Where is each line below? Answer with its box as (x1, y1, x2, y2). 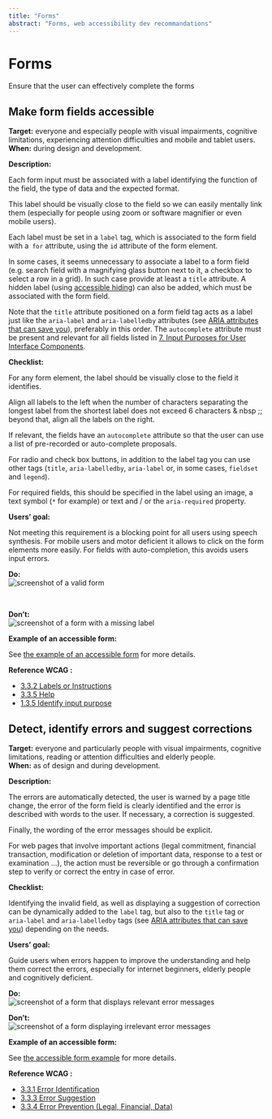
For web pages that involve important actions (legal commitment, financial (8, 841, 257, 851)
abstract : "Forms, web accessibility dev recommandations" (8, 19, 213, 28)
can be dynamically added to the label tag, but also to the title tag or (8, 907, 245, 917)
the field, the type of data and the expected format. (8, 184, 180, 193)
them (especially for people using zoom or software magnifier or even (8, 208, 242, 218)
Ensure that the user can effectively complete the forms (8, 81, 195, 91)
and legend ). (8, 472, 50, 482)
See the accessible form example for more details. (8, 1053, 177, 1063)
